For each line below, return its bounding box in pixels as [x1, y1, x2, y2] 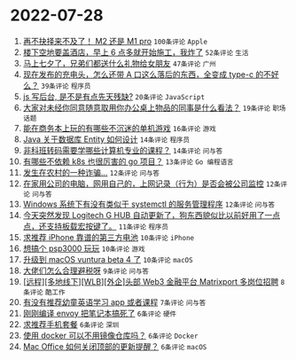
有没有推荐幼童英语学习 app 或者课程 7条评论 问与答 [22, 296, 206, 307]
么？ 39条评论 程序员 [22, 80, 91, 90]
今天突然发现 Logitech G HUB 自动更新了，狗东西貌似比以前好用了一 [22, 209, 273, 220]
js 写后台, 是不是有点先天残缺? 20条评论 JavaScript [22, 90, 206, 102]
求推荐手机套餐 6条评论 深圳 [22, 318, 120, 329]
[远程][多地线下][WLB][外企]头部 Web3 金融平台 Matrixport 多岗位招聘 [22, 276, 279, 286]
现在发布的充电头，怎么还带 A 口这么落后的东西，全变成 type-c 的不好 [22, 68, 280, 80]
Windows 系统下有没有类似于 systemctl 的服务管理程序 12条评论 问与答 [22, 199, 276, 209]
